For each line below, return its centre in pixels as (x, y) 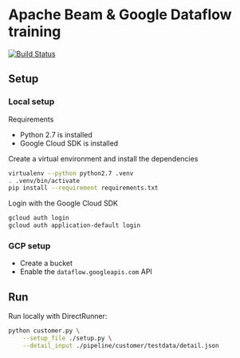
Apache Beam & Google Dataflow (120, 15)
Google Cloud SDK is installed (69, 143)
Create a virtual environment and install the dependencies (103, 158)
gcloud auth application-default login (75, 225)
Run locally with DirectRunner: (58, 316)
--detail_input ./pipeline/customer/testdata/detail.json (121, 345)
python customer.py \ (44, 331)
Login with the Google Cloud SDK (63, 203)
